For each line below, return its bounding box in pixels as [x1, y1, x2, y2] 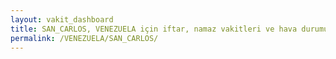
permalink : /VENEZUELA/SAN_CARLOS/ [10, 33, 159, 43]
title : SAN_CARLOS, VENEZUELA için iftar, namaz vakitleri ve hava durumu [10, 24, 329, 34]
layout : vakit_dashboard [10, 14, 114, 25]
